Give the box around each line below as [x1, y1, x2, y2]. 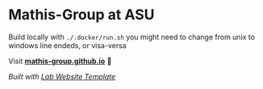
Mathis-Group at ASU [8, 6, 155, 24]
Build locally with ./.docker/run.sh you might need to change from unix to [8, 32, 256, 42]
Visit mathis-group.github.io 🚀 [8, 56, 112, 66]
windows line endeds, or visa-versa [8, 40, 127, 50]
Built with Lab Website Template [8, 71, 115, 81]
